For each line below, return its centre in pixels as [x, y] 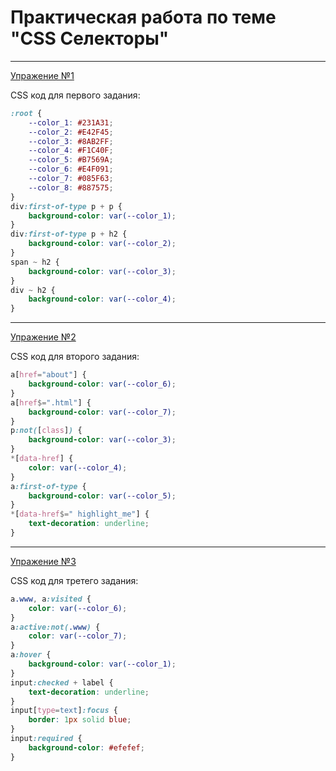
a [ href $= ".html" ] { [51, 402]
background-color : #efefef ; [86, 747]
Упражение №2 [43, 337]
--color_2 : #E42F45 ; [71, 132]
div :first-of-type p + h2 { [69, 234]
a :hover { [31, 655]
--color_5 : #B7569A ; [71, 160]
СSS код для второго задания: [75, 357]
